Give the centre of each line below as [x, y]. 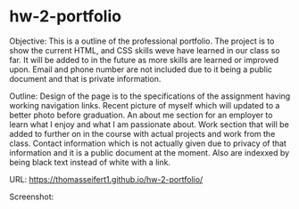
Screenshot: [32, 197]
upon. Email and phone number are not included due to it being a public [141, 69]
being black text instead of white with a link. [90, 162]
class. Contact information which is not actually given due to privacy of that [148, 143]
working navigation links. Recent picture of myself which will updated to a [145, 105]
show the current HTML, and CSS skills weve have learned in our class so [145, 50]
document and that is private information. [85, 78]
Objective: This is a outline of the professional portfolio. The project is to [142, 41]
